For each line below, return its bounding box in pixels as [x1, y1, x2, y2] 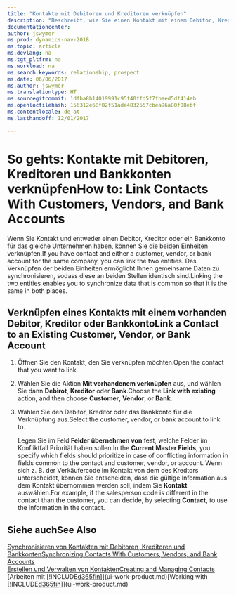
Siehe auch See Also [7, 524, 97, 536]
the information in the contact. [17, 504, 105, 512]
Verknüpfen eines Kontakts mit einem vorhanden [7, 306, 227, 318]
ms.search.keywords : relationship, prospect [7, 69, 140, 76]
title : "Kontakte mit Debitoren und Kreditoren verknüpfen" [7, 10, 188, 18]
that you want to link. [17, 366, 79, 374]
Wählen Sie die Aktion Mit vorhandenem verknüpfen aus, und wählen [17, 379, 221, 388]
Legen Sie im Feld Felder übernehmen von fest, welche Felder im [17, 436, 208, 445]
